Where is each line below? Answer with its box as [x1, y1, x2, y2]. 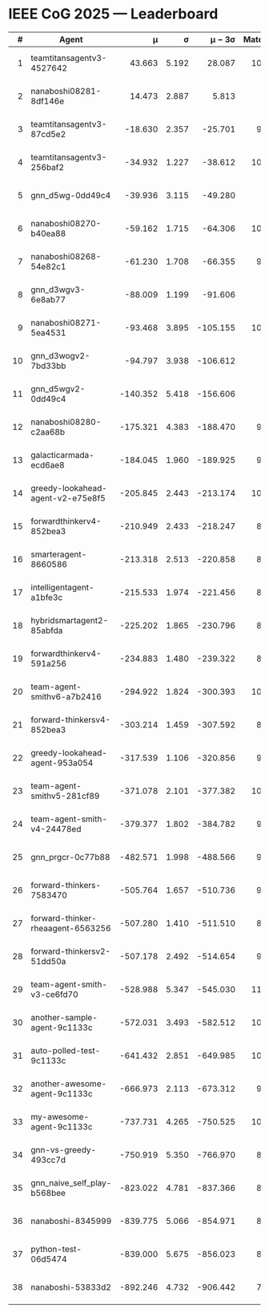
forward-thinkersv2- [30, 946, 110, 957]
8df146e [30, 95, 65, 107]
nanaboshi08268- [30, 250, 102, 261]
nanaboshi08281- [30, 85, 102, 96]
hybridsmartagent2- [30, 614, 109, 626]
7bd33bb [30, 360, 66, 371]
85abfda [30, 625, 63, 636]
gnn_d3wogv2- [30, 350, 90, 361]
